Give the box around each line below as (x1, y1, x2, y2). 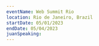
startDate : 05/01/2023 (6, 20, 63, 26)
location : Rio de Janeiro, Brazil (6, 14, 94, 20)
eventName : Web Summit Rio (6, 8, 74, 15)
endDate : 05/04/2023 (6, 25, 59, 32)
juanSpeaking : (6, 31, 42, 37)
